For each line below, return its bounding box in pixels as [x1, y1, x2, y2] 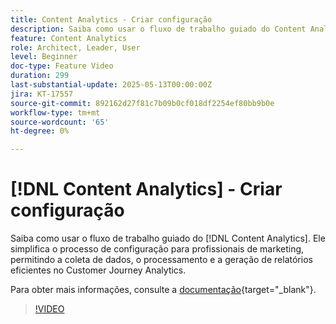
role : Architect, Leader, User [10, 42, 141, 53]
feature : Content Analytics [10, 33, 128, 43]
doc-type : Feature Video [10, 61, 114, 71]
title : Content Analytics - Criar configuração [10, 14, 213, 25]
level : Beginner [10, 52, 78, 62]
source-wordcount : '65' [10, 117, 110, 127]
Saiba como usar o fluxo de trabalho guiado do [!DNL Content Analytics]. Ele [10, 232, 326, 245]
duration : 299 [10, 71, 70, 81]
